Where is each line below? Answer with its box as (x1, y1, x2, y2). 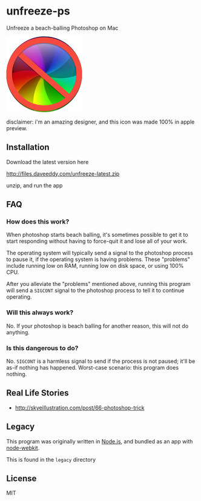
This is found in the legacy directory (6, 456, 96, 463)
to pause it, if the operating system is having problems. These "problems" (6, 256, 191, 263)
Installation (6, 142, 50, 153)
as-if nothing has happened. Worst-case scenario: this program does (6, 364, 179, 371)
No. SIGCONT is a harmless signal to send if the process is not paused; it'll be (6, 357, 196, 365)
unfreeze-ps (6, 4, 71, 18)
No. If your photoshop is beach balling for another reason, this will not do (6, 322, 189, 330)
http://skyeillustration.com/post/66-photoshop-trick (15, 404, 145, 411)
